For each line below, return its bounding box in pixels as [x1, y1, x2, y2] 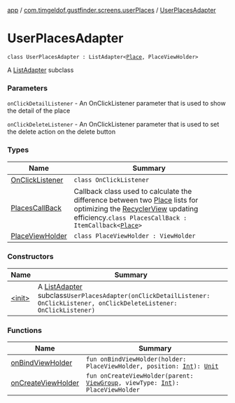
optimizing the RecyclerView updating [73, 204, 199, 213]
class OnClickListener [73, 176, 150, 184]
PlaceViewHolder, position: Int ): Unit [86, 362, 219, 370]
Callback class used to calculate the [73, 186, 192, 196]
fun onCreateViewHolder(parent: [86, 372, 194, 380]
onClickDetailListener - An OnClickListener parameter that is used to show [7, 99, 226, 108]
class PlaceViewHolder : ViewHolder [73, 232, 196, 240]
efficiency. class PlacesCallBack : [73, 213, 187, 222]
